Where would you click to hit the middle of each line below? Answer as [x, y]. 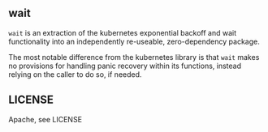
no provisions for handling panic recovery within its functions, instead [125, 66]
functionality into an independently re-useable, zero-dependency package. [134, 41]
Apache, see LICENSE [45, 119]
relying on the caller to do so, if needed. [75, 74]
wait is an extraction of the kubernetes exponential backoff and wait [123, 32]
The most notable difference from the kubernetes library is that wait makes [134, 57]
